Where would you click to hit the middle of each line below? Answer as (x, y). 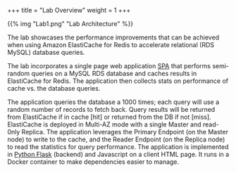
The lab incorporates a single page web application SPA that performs (109, 66)
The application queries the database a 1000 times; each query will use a (113, 102)
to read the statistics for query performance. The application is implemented (118, 147)
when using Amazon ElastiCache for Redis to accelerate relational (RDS (111, 45)
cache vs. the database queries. (54, 88)
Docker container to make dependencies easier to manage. (93, 162)
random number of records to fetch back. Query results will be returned (111, 109)
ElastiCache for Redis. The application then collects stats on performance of (118, 81)
